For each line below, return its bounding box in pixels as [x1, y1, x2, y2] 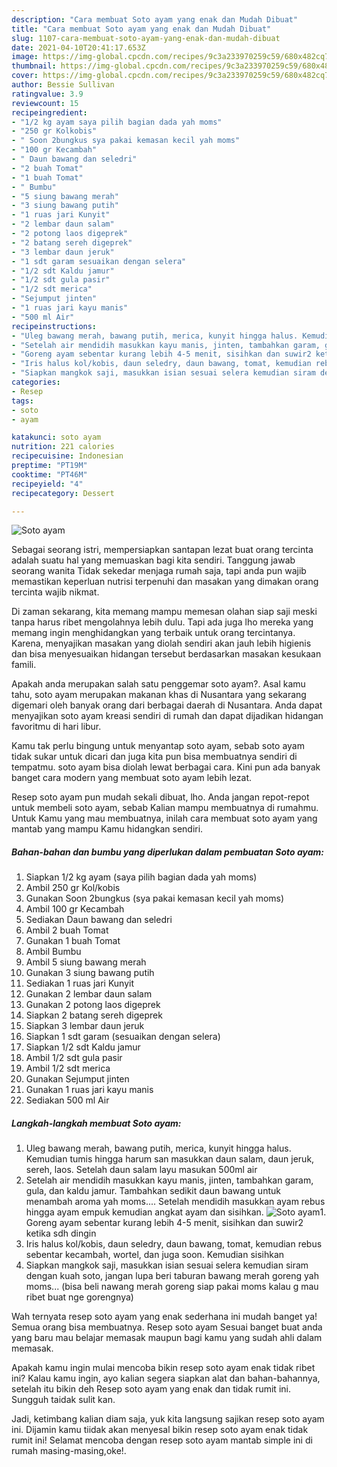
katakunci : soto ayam [11, 432, 102, 443]
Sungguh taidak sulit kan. [11, 1394, 116, 1406]
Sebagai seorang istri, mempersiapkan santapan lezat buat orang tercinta [11, 544, 314, 556]
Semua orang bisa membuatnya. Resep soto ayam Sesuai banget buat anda [11, 1321, 323, 1333]
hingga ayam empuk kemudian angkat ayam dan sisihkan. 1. [25, 1206, 327, 1218]
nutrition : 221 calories [11, 442, 115, 452]
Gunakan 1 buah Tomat [25, 935, 121, 947]
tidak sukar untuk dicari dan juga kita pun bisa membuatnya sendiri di [11, 751, 298, 763]
